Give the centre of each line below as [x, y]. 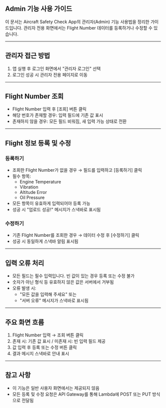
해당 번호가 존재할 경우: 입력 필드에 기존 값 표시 [58, 115]
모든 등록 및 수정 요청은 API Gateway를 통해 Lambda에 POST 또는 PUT [82, 394]
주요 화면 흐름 [25, 322]
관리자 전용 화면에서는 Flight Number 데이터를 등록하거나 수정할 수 [88, 28]
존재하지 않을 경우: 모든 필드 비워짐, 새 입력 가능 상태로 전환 [69, 121]
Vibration [29, 187]
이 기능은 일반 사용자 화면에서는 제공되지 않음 [56, 388]
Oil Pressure [32, 198]
